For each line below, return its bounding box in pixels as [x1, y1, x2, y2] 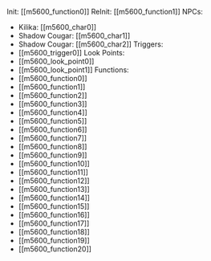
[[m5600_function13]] [18, 185, 91, 194]
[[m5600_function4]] [18, 108, 88, 117]
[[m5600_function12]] [18, 176, 90, 186]
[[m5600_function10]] [18, 159, 91, 168]
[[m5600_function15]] [18, 202, 90, 211]
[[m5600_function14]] [18, 193, 91, 202]
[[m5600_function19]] [18, 236, 91, 245]
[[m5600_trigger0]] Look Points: [18, 48, 125, 57]
